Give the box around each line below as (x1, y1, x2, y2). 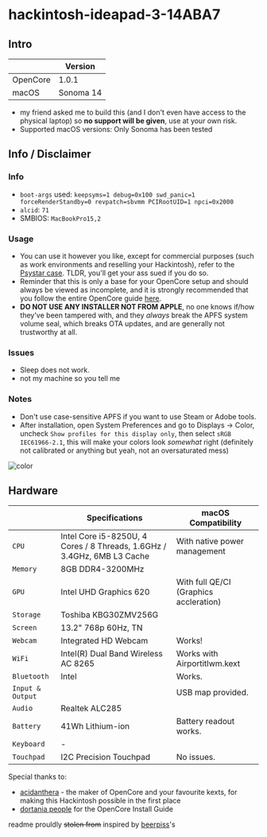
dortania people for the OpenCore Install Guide (19, 804, 173, 814)
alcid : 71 (19, 204, 49, 214)
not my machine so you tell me (19, 374, 121, 383)
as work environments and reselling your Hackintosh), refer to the (19, 259, 235, 269)
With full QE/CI (176, 577, 231, 588)
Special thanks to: (8, 772, 68, 781)
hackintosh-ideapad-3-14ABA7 (8, 6, 221, 24)
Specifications (86, 512, 143, 524)
